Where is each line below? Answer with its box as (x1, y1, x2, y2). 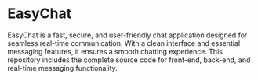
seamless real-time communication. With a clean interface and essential (7, 38, 241, 47)
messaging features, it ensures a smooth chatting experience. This (7, 47, 223, 56)
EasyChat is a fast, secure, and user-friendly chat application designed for (7, 30, 248, 40)
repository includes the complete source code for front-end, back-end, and (7, 55, 251, 64)
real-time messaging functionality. (7, 63, 118, 72)
